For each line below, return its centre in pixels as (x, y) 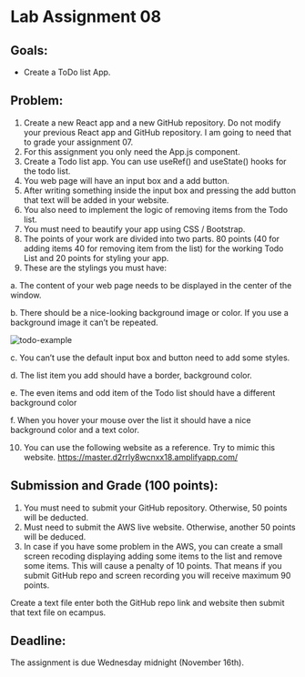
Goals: (29, 51)
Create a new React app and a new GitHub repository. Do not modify (152, 122)
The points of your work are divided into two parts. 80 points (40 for (152, 238)
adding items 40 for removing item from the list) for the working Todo (153, 248)
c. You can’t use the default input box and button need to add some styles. (150, 358)
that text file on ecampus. (58, 612)
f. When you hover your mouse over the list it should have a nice (131, 419)
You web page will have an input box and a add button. (127, 180)
